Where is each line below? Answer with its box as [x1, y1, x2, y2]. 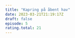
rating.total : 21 [5, 26, 41, 31]
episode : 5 [5, 21, 28, 26]
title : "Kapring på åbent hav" [5, 7, 70, 12]
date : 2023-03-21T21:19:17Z [5, 12, 64, 17]
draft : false [5, 16, 32, 21]
